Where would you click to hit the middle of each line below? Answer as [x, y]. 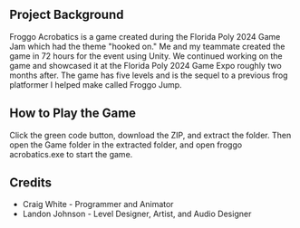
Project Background [67, 15]
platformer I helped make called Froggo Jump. [96, 84]
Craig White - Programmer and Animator [98, 204]
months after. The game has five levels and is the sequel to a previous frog [149, 75]
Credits [31, 183]
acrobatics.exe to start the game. [71, 154]
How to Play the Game [73, 114]
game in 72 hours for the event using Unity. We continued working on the [146, 56]
